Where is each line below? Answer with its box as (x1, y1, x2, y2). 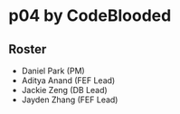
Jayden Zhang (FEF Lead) (21, 94, 118, 105)
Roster (8, 42, 47, 57)
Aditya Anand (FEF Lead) (21, 75, 116, 86)
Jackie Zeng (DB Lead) (21, 85, 108, 95)
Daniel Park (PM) (21, 65, 85, 76)
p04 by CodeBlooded (8, 5, 172, 26)
